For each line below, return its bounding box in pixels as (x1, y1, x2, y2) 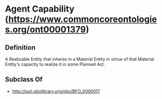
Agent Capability (5, 3, 75, 15)
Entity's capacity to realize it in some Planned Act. (5, 62, 105, 67)
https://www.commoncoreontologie (8, 14, 157, 25)
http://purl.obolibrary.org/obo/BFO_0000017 (12, 88, 100, 94)
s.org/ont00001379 (5, 24, 86, 35)
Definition (5, 43, 35, 51)
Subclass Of (5, 75, 43, 83)
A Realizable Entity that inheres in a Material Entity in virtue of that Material (5, 56, 154, 62)
